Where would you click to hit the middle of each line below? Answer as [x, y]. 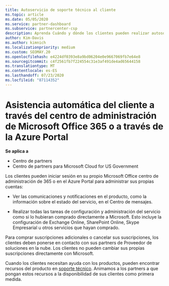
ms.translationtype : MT [30, 66]
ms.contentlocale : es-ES [31, 71]
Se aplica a [17, 151]
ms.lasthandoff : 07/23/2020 [35, 76]
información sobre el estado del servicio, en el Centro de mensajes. [82, 201]
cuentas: [14, 186]
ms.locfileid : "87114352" [32, 80]
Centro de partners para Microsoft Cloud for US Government [75, 166]
